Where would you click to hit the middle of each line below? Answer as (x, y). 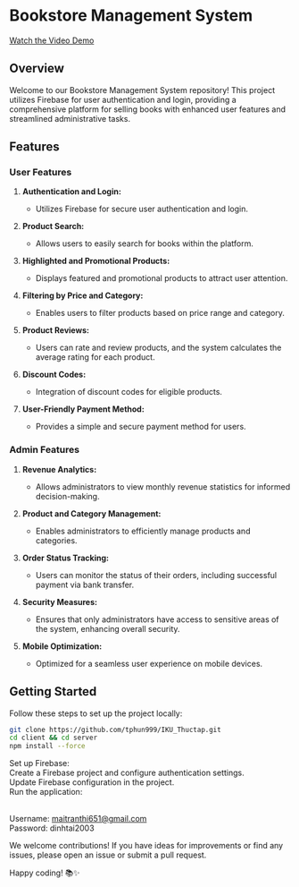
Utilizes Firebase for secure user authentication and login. (141, 209)
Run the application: (46, 792)
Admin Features (45, 450)
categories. (56, 540)
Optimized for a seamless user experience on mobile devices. (149, 663)
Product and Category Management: (91, 513)
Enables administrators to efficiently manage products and (143, 531)
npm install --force (48, 746)
